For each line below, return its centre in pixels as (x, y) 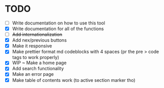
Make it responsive (32, 46)
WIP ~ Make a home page (39, 63)
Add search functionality (38, 69)
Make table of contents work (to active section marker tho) (74, 80)
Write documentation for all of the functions (58, 29)
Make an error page (33, 74)
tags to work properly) (36, 57)
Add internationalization (37, 35)
